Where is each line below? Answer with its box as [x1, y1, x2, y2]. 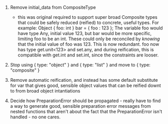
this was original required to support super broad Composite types [17, 14, 158, 20]
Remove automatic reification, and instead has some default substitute [10, 77, 158, 83]
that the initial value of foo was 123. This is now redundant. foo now [17, 41, 159, 47]
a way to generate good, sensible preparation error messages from [10, 103, 151, 109]
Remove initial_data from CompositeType [10, 5, 96, 10]
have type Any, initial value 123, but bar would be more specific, [17, 30, 152, 36]
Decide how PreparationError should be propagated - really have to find [10, 98, 161, 104]
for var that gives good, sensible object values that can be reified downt [10, 82, 161, 88]
